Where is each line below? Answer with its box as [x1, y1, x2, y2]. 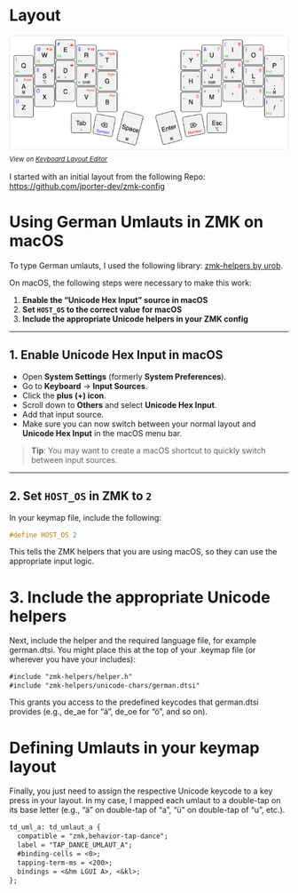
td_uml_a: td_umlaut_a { [9, 823, 101, 832]
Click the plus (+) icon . [21, 390, 106, 401]
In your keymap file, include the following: [9, 512, 162, 522]
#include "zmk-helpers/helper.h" [9, 673, 133, 682]
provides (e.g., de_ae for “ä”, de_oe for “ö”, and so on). [9, 706, 208, 717]
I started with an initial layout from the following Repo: [9, 171, 206, 182]
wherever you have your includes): [9, 654, 136, 665]
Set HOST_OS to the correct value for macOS [21, 304, 183, 315]
